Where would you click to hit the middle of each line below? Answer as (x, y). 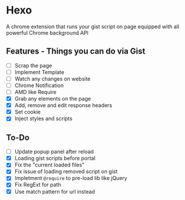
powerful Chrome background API (48, 32)
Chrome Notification (39, 85)
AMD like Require (36, 92)
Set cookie (28, 112)
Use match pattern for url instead (55, 191)
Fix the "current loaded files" (50, 165)
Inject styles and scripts (43, 119)
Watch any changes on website (53, 79)
